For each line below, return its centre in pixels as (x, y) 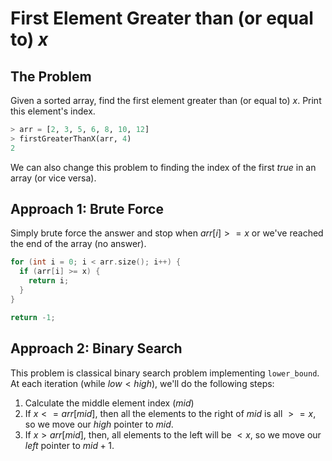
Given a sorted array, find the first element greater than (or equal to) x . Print (166, 100)
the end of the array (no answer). (78, 244)
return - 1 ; (33, 317)
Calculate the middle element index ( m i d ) (109, 403)
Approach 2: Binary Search (96, 348)
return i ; (49, 281)
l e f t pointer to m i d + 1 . (69, 445)
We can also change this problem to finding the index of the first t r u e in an (163, 167)
